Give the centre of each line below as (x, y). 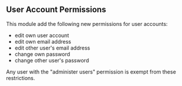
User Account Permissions (56, 10)
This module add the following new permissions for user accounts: (87, 24)
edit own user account (42, 35)
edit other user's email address (52, 48)
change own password (42, 54)
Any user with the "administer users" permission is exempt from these (91, 72)
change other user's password (52, 60)
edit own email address (43, 41)
